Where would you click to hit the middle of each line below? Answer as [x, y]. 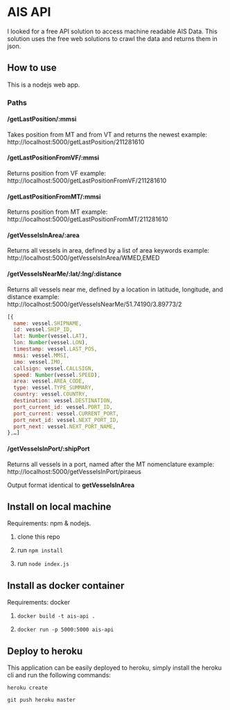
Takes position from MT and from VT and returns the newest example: [107, 134]
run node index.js [43, 564]
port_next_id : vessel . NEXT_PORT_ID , [66, 420]
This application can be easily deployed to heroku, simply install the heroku [115, 668]
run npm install [40, 550]
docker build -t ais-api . [56, 616]
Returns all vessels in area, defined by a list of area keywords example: [108, 251]
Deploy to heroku [45, 651]
